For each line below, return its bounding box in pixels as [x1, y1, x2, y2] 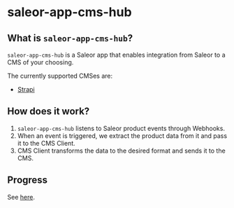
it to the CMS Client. [17, 139, 75, 147]
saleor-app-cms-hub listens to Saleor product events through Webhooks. [17, 124, 226, 132]
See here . [7, 193, 35, 201]
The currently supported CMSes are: [7, 71, 113, 80]
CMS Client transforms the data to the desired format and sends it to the [17, 146, 226, 155]
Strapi [17, 85, 35, 93]
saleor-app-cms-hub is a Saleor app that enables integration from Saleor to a [7, 50, 226, 59]
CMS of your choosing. [7, 58, 74, 67]
